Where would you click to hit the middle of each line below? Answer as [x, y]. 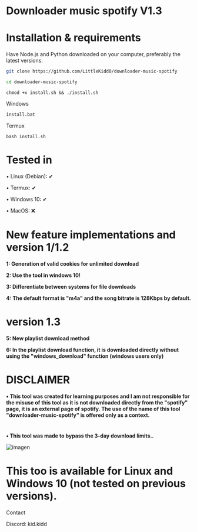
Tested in [29, 160]
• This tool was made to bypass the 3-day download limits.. [80, 436]
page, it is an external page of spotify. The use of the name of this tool [93, 409]
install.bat [21, 114]
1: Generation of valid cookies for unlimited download [73, 263]
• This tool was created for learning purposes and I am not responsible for [98, 396]
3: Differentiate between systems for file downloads [71, 286]
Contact [16, 513]
